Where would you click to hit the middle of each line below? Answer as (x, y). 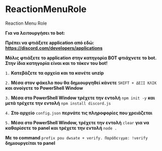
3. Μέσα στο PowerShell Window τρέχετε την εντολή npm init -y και (80, 98)
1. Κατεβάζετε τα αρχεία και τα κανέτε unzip (55, 73)
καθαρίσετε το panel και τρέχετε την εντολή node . (61, 128)
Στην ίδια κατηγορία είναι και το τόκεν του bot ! (56, 63)
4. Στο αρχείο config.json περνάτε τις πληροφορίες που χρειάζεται (79, 113)
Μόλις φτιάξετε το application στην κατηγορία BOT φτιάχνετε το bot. (81, 58)
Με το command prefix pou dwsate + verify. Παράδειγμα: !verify (76, 137)
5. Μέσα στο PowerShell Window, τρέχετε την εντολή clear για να (77, 122)
